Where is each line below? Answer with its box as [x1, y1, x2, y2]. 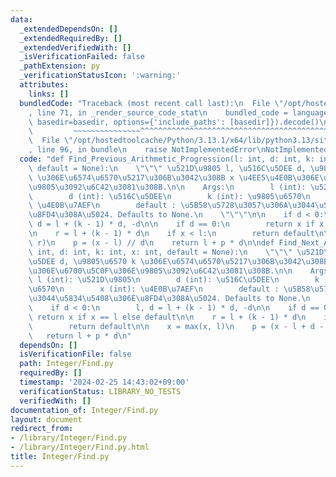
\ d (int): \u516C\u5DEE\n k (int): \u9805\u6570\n [28, 191, 311, 201]
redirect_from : [10, 424, 74, 434]
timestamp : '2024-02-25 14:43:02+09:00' [19, 377, 190, 387]
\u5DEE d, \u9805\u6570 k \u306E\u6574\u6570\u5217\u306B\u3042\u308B [28, 256, 329, 266]
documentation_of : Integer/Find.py [10, 405, 159, 415]
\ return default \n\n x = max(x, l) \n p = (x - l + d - [28, 321, 325, 331]
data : [10, 14, 33, 25]
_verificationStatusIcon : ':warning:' [19, 71, 182, 81]
